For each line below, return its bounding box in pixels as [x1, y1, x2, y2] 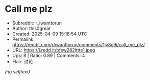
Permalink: [12, 36, 35, 42]
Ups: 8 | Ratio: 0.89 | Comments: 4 [12, 52, 85, 59]
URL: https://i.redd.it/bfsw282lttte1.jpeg [12, 47, 95, 53]
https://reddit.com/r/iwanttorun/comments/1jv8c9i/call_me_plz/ [12, 41, 145, 47]
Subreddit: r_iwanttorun [12, 20, 62, 26]
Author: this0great [12, 25, 51, 31]
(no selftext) [5, 68, 31, 74]
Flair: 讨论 [12, 58, 33, 64]
